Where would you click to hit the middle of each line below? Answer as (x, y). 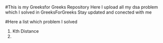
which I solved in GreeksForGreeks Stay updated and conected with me (79, 12)
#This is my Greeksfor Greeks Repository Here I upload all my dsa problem (81, 7)
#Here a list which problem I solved (41, 22)
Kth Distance (25, 31)
